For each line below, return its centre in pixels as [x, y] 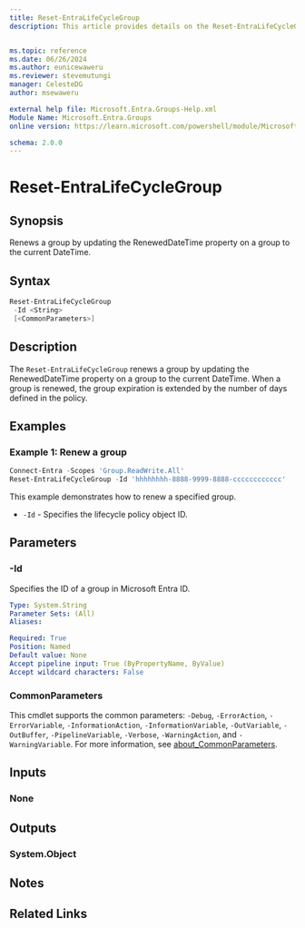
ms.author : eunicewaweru [56, 68]
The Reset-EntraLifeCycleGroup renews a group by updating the [129, 369]
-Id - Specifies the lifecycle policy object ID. [105, 514]
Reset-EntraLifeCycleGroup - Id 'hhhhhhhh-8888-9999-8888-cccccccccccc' [148, 479]
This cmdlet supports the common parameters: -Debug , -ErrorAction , [138, 715]
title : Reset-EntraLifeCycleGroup [75, 18]
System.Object [43, 854]
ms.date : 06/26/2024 [49, 59]
